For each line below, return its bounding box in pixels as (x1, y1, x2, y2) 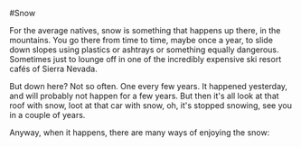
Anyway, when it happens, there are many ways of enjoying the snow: (9, 127, 270, 138)
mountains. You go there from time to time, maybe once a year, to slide (9, 35, 274, 45)
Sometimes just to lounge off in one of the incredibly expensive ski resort (9, 54, 282, 64)
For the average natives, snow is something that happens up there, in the (9, 25, 281, 35)
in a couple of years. (9, 110, 86, 120)
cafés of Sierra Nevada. (9, 63, 98, 74)
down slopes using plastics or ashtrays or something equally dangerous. (9, 44, 279, 55)
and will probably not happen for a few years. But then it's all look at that (9, 90, 279, 101)
